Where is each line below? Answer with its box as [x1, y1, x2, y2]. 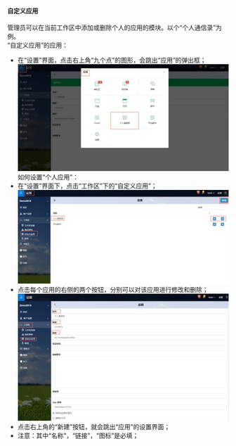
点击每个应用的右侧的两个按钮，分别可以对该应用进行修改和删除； [17, 285, 209, 293]
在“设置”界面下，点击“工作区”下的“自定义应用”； [17, 181, 157, 190]
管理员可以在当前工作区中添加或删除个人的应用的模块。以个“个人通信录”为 [7, 23, 223, 32]
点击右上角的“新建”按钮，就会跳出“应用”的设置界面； [17, 423, 171, 431]
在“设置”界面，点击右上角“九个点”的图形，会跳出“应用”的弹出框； [17, 56, 206, 65]
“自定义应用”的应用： [7, 41, 69, 49]
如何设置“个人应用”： [17, 172, 79, 181]
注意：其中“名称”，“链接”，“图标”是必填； [17, 431, 139, 440]
